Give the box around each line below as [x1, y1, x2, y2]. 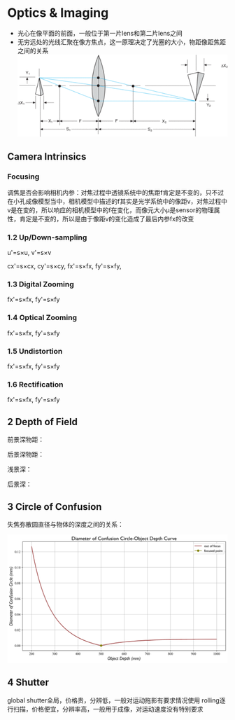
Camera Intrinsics [7, 151, 87, 162]
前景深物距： [7, 436, 44, 444]
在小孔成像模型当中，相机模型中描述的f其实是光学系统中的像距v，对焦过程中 [7, 197, 228, 205]
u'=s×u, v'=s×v [7, 249, 52, 257]
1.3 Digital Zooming [7, 279, 75, 289]
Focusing [7, 172, 40, 181]
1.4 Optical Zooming [7, 313, 78, 323]
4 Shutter [7, 677, 50, 688]
